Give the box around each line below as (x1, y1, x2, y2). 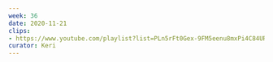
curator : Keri (8, 42, 57, 50)
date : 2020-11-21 (8, 19, 67, 27)
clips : (8, 27, 31, 35)
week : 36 (8, 11, 38, 20)
